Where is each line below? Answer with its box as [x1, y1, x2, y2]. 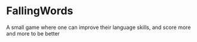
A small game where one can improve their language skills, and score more [6, 24, 191, 31]
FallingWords [6, 4, 73, 18]
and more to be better [6, 30, 60, 37]
